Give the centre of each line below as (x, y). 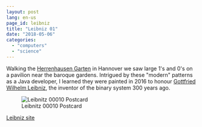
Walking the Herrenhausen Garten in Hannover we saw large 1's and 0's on (99, 68)
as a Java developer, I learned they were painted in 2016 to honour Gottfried (101, 81)
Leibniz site (21, 117)
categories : (21, 40)
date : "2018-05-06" (31, 34)
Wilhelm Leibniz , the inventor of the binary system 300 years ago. (88, 88)
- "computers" (29, 46)
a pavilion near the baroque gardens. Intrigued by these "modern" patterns (99, 75)
